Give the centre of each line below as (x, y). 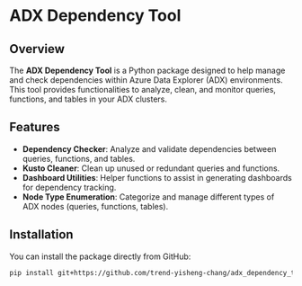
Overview (37, 49)
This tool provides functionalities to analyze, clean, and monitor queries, (143, 89)
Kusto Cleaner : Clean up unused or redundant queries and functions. (151, 168)
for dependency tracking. (69, 187)
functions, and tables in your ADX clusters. (89, 99)
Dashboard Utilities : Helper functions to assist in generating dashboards (157, 177)
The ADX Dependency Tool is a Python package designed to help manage (147, 70)
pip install (31, 273)
